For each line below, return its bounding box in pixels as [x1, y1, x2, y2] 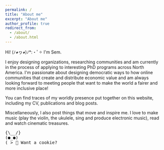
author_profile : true [5, 21, 50, 26]
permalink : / [5, 7, 32, 12]
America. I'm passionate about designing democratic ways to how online [5, 69, 153, 75]
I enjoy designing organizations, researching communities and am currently [5, 59, 159, 65]
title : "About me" [5, 12, 43, 17]
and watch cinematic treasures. [5, 120, 69, 126]
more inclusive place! [5, 85, 48, 91]
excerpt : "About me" [5, 16, 48, 21]
